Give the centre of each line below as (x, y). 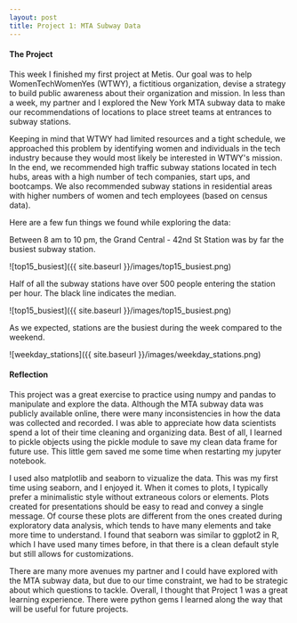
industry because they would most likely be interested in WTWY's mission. (146, 158)
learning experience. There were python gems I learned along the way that (146, 599)
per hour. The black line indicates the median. (93, 293)
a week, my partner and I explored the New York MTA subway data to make (148, 102)
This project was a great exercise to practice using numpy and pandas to (143, 394)
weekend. (27, 337)
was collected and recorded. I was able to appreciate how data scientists (143, 422)
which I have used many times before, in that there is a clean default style (144, 544)
